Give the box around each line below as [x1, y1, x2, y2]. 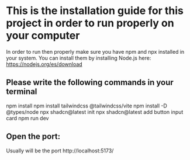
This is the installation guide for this [6, 4, 184, 18]
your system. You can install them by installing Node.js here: [6, 54, 151, 61]
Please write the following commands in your [6, 78, 174, 88]
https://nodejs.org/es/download [6, 60, 83, 68]
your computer [6, 29, 80, 42]
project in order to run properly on [6, 16, 174, 30]
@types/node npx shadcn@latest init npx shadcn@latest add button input [6, 108, 184, 115]
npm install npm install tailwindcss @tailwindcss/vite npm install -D [6, 102, 168, 109]
